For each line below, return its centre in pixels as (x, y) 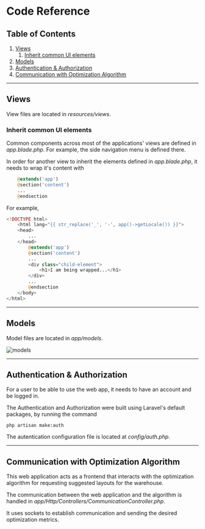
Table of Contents (41, 34)
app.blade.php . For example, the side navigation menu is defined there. (96, 150)
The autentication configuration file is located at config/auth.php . (88, 437)
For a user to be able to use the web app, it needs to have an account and (99, 390)
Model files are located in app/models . (55, 338)
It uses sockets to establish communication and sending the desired (92, 513)
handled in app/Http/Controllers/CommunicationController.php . (86, 502)
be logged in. (23, 396)
